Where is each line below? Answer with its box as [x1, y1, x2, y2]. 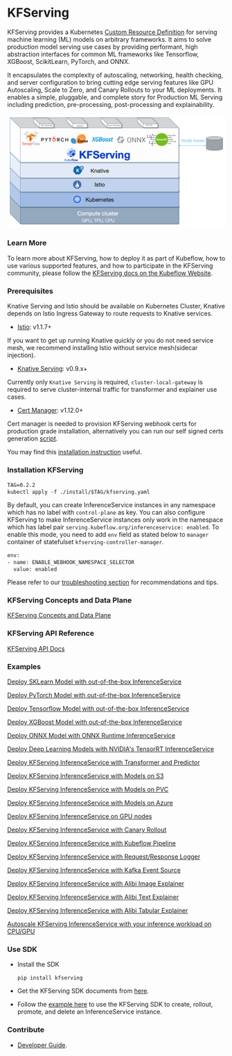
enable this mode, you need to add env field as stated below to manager [7, 530, 209, 539]
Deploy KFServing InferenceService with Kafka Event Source [7, 866, 181, 875]
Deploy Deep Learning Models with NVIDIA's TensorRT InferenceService [7, 745, 215, 753]
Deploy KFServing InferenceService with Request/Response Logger [7, 852, 201, 861]
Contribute [7, 1025, 45, 1034]
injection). [7, 351, 36, 359]
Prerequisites [7, 286, 53, 296]
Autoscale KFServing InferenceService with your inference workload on [7, 920, 212, 928]
